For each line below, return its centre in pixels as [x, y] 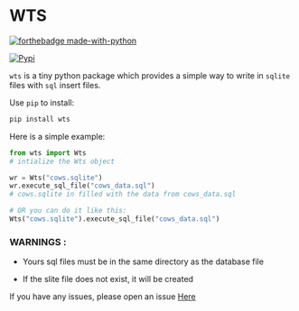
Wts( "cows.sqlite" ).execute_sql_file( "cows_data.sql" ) [115, 219]
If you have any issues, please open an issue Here [103, 297]
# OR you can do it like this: [68, 211]
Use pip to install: [42, 102]
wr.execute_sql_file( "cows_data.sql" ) [82, 186]
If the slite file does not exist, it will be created [108, 279]
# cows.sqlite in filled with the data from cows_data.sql [123, 195]
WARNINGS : [38, 242]
